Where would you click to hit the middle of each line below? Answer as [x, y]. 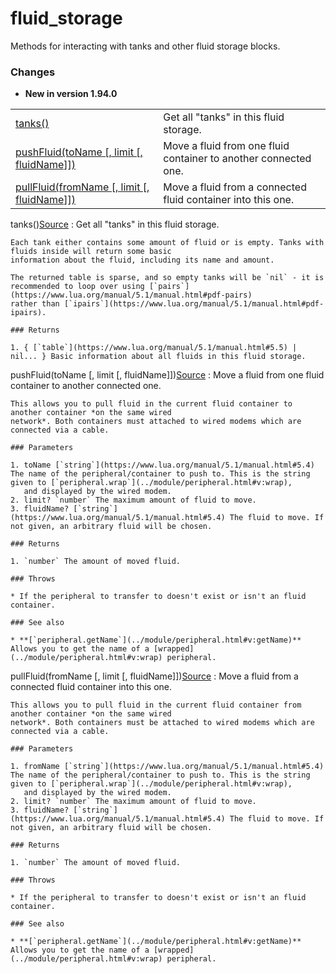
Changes [33, 72]
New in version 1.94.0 [71, 94]
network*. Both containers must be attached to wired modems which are [162, 723]
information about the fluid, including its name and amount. [142, 260]
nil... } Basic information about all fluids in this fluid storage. [158, 357]
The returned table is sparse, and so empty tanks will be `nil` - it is [167, 278]
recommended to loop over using [77, 287]
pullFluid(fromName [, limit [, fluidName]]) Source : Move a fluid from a [154, 676]
